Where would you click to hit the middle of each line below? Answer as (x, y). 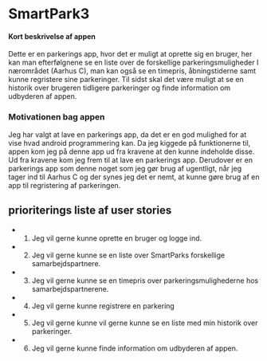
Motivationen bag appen (57, 117)
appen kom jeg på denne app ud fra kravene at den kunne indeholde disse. (132, 151)
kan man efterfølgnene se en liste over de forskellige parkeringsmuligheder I (133, 63)
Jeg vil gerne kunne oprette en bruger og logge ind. (117, 238)
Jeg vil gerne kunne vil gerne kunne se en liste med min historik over (145, 323)
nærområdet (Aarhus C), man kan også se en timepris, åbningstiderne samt (132, 71)
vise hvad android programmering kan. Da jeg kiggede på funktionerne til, (130, 143)
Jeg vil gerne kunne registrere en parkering (103, 306)
